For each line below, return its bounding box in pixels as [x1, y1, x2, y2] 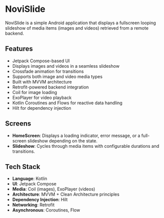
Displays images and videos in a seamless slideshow [12, 63, 120, 69]
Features [5, 44, 33, 53]
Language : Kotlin [12, 175, 48, 181]
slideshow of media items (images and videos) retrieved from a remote [5, 25, 149, 31]
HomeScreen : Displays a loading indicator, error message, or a [12, 132, 140, 138]
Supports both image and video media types [12, 73, 102, 80]
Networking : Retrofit [12, 202, 55, 208]
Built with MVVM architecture [12, 79, 72, 85]
